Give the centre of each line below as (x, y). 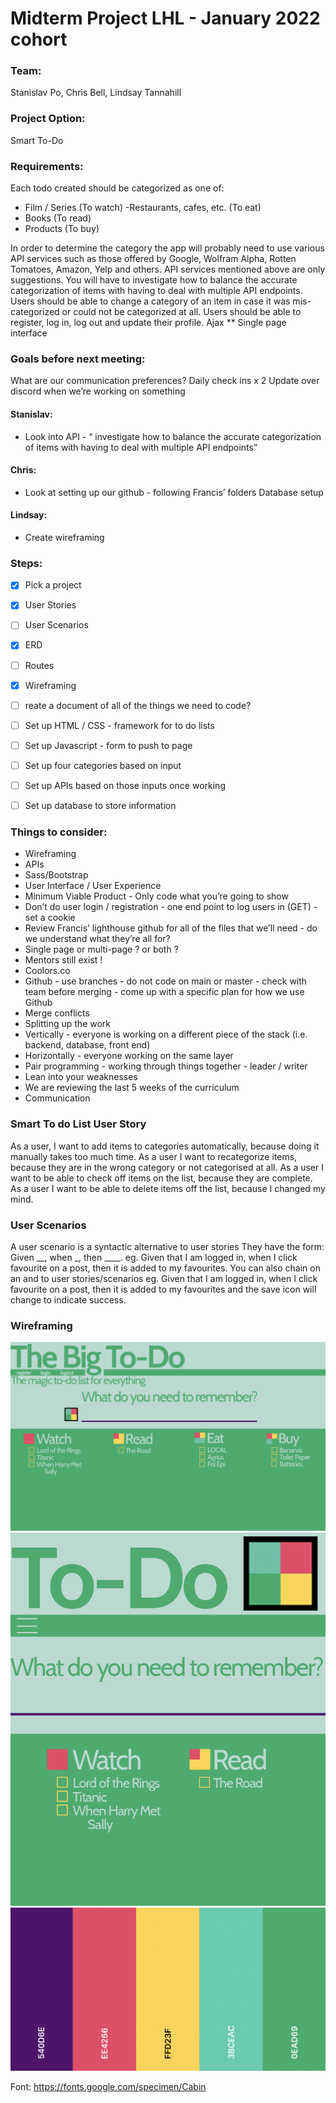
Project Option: (48, 119)
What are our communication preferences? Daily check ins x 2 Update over (165, 381)
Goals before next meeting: (78, 359)
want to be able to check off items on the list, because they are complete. (161, 1178)
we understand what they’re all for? (97, 939)
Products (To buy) (62, 229)
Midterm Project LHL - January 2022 (165, 18)
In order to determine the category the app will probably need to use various (167, 248)
